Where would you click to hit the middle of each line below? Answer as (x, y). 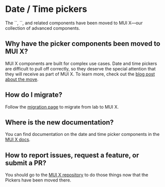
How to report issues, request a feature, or (72, 155)
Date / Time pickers (46, 9)
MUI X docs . (18, 139)
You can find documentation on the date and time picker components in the (82, 134)
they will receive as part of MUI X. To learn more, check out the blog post (80, 74)
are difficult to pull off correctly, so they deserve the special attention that (80, 68)
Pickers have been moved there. (38, 180)
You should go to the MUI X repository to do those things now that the (77, 175)
